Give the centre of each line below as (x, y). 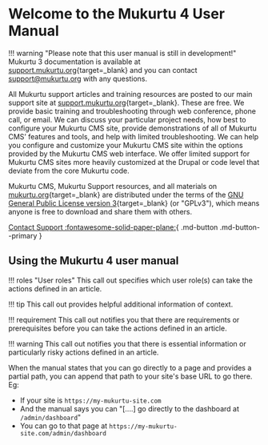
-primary (23, 235)
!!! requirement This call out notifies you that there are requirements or (124, 319)
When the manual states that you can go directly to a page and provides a (130, 367)
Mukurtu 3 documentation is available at (74, 62)
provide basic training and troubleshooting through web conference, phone (132, 111)
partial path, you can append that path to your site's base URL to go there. (130, 376)
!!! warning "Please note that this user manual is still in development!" (122, 53)
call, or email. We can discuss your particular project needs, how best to (127, 119)
